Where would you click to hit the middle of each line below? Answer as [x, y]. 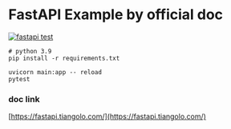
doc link [24, 99]
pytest [19, 79]
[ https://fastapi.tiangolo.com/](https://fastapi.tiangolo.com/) [107, 116]
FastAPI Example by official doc [115, 15]
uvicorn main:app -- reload [55, 72]
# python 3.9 [30, 51]
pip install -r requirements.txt [64, 58]
